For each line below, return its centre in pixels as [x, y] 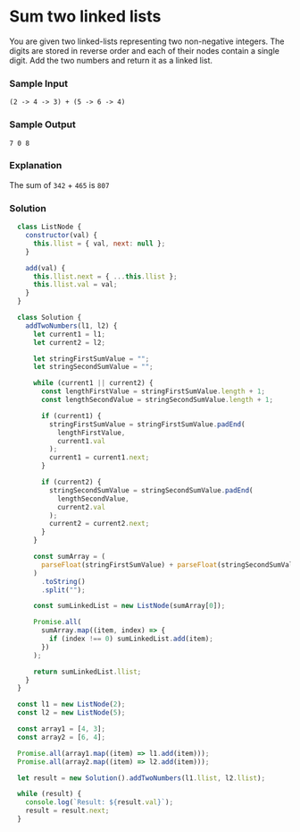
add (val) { [46, 268]
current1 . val [81, 441]
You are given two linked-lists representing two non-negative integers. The [147, 41]
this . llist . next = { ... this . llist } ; [105, 276]
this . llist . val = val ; [75, 285]
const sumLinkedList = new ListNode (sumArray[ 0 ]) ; [129, 606]
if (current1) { [71, 416]
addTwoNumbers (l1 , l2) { [71, 326]
